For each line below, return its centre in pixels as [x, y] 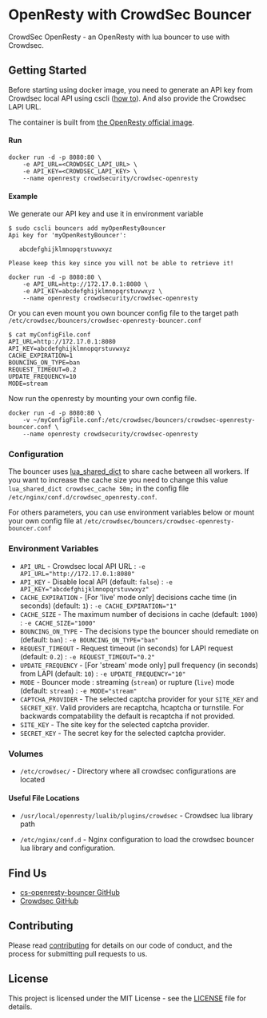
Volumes [26, 754]
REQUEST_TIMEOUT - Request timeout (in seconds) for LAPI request [126, 648]
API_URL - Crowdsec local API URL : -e [82, 566]
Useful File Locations [44, 797]
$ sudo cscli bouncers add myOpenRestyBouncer [87, 229]
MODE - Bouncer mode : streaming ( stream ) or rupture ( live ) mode [127, 682]
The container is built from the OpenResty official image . [101, 122]
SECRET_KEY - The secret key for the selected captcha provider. [123, 733]
